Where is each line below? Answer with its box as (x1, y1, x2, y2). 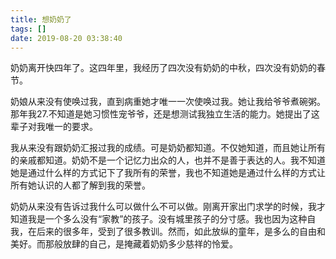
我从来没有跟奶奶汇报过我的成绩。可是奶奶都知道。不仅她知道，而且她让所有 (10, 142, 326, 154)
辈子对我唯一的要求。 (10, 121, 98, 133)
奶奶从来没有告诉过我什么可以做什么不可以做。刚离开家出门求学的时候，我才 (10, 201, 326, 213)
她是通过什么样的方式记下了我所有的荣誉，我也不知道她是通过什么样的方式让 (10, 167, 326, 179)
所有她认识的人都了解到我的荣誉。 (10, 179, 151, 191)
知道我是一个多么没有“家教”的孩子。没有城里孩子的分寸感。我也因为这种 (10, 213, 308, 225)
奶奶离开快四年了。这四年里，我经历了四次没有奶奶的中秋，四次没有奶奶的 (10, 62, 317, 74)
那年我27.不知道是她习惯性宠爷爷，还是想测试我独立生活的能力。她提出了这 (10, 108, 320, 120)
